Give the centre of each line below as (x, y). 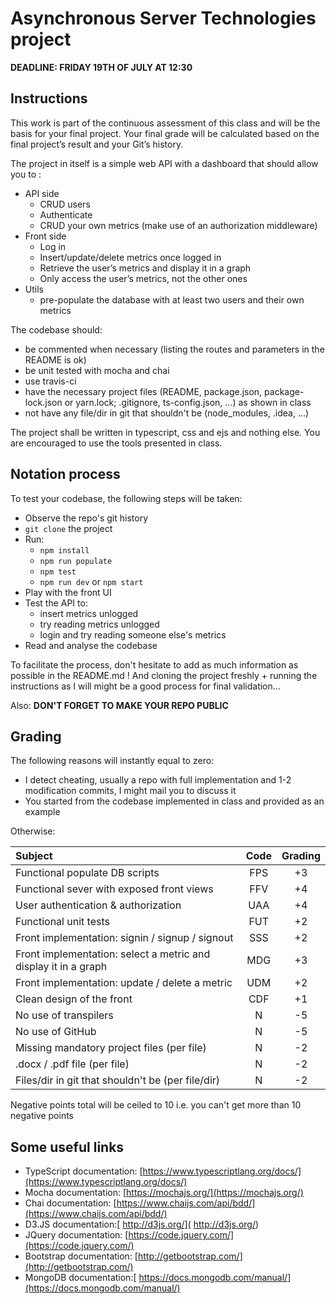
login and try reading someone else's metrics (133, 634)
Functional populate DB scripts (87, 873)
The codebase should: (56, 329)
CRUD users (65, 204)
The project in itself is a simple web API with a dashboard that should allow (164, 163)
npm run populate (76, 561)
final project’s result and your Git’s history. (97, 144)
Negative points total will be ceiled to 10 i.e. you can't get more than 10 (156, 1105)
